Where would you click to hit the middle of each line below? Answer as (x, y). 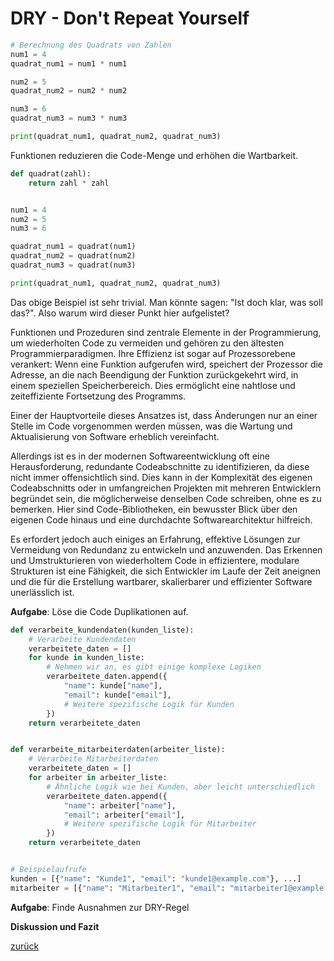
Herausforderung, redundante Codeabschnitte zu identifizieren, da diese (160, 466)
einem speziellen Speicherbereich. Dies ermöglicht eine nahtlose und (153, 385)
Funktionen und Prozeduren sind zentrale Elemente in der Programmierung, (166, 332)
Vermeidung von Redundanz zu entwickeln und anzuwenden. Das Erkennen (166, 549)
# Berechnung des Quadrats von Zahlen (91, 45)
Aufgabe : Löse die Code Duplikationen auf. (99, 611)
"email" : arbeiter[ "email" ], (124, 815)
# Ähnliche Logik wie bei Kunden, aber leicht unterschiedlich (180, 787)
